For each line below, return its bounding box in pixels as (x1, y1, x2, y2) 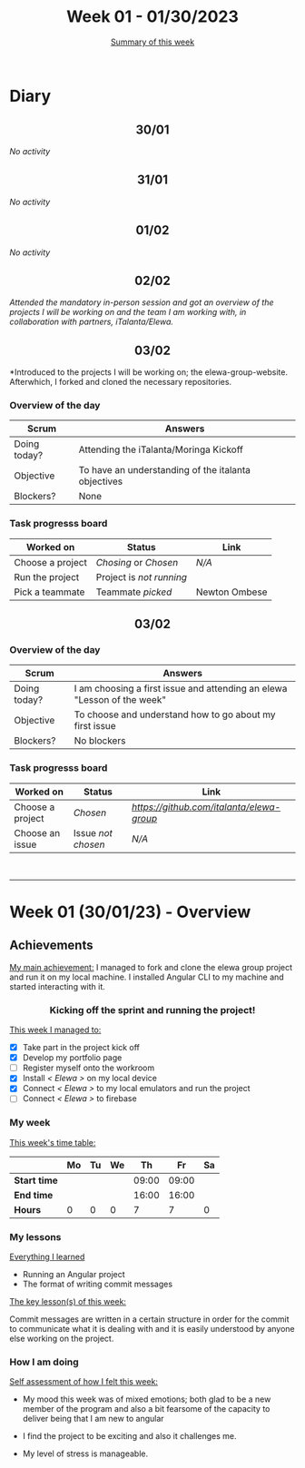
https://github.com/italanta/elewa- (131, 801, 281, 813)
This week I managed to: (9, 1024, 102, 1036)
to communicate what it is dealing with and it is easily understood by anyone (9, 1324, 295, 1335)
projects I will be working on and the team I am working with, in (9, 307, 247, 318)
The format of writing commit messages (22, 1278, 173, 1290)
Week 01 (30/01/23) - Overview (9, 901, 251, 922)
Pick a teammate (14, 586, 85, 598)
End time (14, 1188, 54, 1201)
